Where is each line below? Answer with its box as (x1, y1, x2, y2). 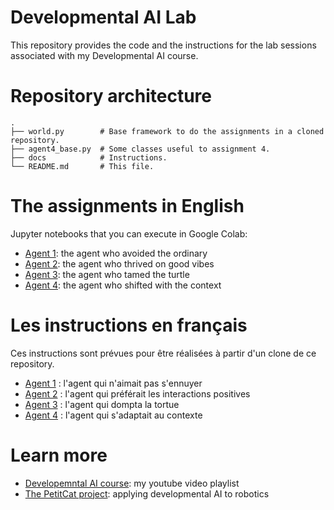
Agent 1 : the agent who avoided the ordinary (24, 247, 208, 259)
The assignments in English (10, 195, 245, 218)
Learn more (10, 444, 108, 466)
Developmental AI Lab (10, 6, 197, 29)
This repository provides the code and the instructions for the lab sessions (10, 39, 317, 51)
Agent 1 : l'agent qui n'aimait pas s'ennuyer (24, 377, 203, 389)
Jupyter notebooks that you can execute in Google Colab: (10, 227, 248, 240)
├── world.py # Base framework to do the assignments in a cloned (10, 126, 325, 136)
